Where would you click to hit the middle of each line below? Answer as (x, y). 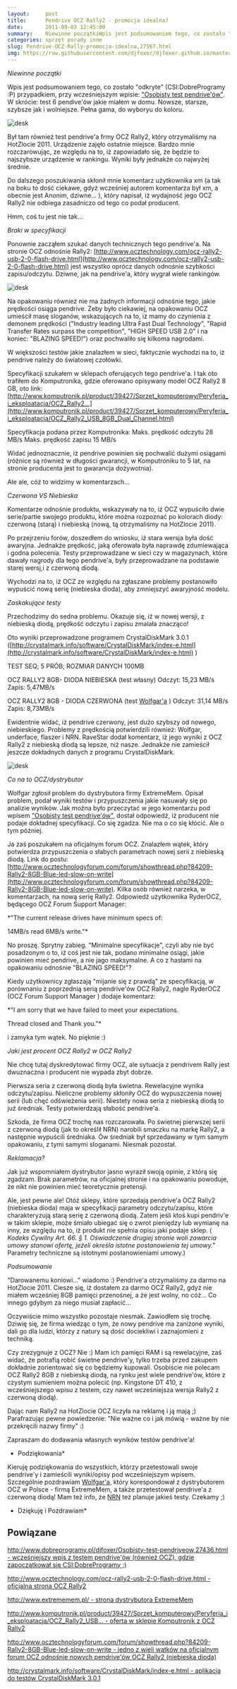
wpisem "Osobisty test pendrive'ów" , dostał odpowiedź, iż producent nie (113, 815)
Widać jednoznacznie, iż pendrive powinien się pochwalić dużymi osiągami (117, 453)
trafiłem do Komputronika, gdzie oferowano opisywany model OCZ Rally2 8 (117, 381)
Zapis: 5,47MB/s (31, 687)
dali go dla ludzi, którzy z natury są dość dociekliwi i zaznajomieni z (106, 1331)
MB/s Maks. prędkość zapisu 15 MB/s (62, 439)
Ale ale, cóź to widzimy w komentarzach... (69, 482)
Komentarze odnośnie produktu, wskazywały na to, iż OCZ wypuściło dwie (116, 509)
